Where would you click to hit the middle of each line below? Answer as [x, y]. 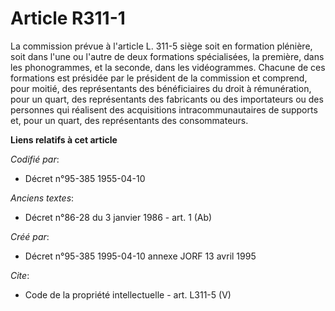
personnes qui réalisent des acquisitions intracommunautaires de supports [164, 109]
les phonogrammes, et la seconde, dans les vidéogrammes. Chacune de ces [168, 67]
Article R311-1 [68, 18]
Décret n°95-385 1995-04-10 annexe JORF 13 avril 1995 [140, 256]
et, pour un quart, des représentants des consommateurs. [129, 120]
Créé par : [30, 236]
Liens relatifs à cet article [64, 139]
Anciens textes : [42, 198]
